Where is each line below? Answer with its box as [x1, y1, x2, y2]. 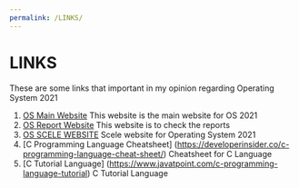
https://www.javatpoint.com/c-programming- [108, 158, 279, 169]
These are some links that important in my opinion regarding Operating [9, 83, 274, 94]
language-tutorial [22, 167, 88, 178]
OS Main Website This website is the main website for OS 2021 [22, 110, 258, 121]
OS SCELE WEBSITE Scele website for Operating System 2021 [22, 129, 256, 140]
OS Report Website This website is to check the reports [22, 119, 230, 130]
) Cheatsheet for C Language [163, 148, 273, 159]
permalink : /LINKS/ [9, 13, 84, 23]
